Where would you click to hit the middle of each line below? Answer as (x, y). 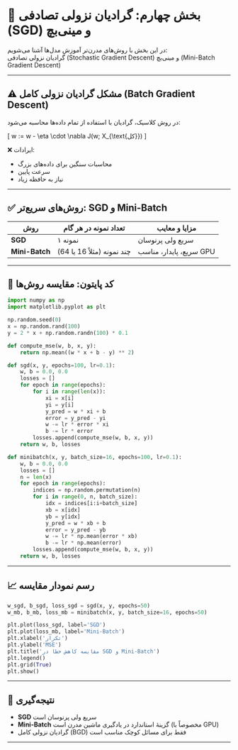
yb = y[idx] (63, 517)
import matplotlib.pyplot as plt (57, 307)
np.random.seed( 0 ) (34, 320)
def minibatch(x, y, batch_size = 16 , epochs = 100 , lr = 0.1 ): (95, 457)
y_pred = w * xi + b (75, 412)
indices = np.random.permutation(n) (87, 490)
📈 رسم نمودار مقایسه (51, 586)
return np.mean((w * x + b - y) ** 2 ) (77, 352)
